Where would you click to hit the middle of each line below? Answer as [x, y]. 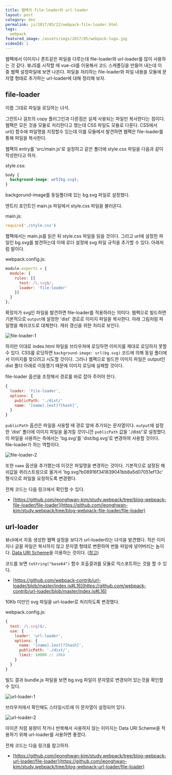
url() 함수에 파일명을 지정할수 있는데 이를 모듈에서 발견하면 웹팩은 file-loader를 [84, 131]
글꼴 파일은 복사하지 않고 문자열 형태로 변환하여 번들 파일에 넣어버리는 [85, 546]
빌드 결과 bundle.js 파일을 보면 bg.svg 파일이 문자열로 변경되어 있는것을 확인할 [84, 680]
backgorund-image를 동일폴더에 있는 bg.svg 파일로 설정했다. [68, 195]
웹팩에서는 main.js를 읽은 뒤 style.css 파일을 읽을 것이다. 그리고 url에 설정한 [82, 236]
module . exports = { [26, 269]
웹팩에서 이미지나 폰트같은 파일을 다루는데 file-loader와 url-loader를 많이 [79, 59]
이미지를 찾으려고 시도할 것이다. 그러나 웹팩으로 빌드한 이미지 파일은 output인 [88, 359]
